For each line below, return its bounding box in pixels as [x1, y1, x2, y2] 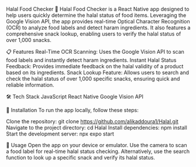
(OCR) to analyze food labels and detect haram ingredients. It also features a [6, 24, 191, 31]
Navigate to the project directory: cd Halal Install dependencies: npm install [6, 124, 187, 131]
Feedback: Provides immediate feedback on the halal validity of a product [6, 63, 184, 69]
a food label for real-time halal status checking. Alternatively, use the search [6, 148, 190, 155]
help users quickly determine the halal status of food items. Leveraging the [6, 12, 187, 19]
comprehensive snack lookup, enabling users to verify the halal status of [6, 30, 181, 37]
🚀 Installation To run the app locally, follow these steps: [6, 107, 139, 113]
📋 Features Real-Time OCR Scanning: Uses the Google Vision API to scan [6, 48, 184, 55]
